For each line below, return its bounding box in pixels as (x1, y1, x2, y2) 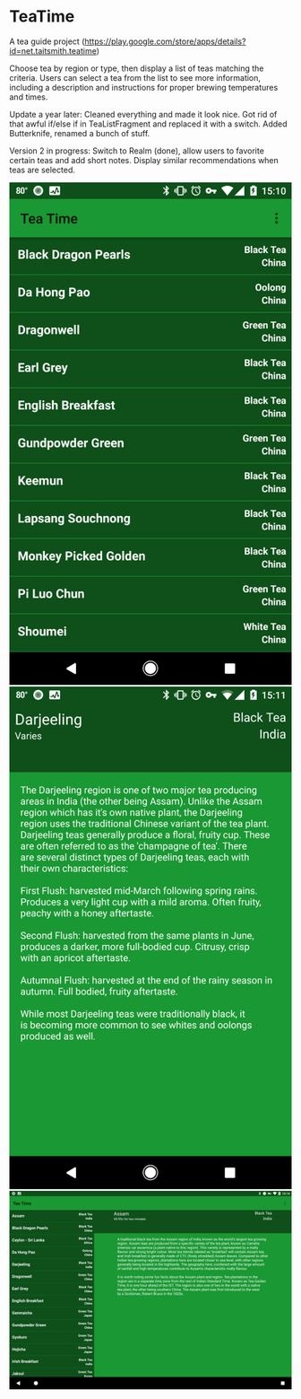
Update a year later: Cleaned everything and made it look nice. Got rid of (9, 109, 278, 119)
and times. (9, 92, 48, 102)
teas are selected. (9, 164, 76, 175)
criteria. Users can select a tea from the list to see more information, (9, 72, 262, 83)
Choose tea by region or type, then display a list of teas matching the (9, 63, 264, 74)
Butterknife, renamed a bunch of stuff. (9, 127, 150, 138)
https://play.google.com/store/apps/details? (84, 36, 246, 47)
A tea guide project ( (9, 36, 85, 47)
